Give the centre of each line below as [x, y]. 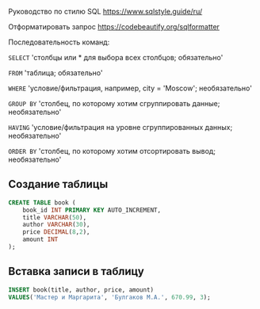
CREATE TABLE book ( [42, 202]
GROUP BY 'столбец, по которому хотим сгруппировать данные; [114, 103]
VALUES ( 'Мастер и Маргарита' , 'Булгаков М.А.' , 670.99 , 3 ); [110, 297]
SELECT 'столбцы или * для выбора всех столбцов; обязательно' [116, 57]
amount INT [40, 240]
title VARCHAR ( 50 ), [55, 217]
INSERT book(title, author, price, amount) [81, 290]
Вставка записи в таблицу [76, 271]
